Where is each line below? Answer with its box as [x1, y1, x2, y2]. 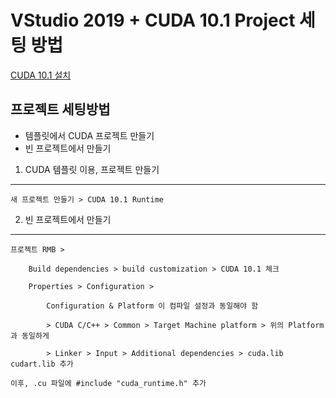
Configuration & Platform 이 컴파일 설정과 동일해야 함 [46, 301, 259, 311]
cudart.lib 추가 [10, 359, 74, 369]
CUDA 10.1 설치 [10, 69, 72, 81]
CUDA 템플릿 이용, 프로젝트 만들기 [24, 163, 160, 175]
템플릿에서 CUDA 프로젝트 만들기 [24, 129, 155, 141]
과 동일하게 [10, 331, 50, 341]
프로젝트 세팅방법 [10, 101, 111, 118]
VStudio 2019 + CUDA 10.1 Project [10, 9, 296, 32]
